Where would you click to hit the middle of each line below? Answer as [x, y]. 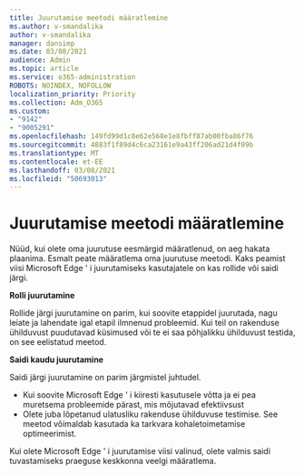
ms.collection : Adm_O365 [56, 102]
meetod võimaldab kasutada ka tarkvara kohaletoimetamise [134, 424]
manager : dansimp [42, 43]
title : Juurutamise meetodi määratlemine [89, 18]
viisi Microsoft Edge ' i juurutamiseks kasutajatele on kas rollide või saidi [144, 268]
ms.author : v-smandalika [56, 26]
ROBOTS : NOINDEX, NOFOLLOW [60, 86]
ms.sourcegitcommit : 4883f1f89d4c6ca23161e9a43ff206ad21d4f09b [132, 145]
